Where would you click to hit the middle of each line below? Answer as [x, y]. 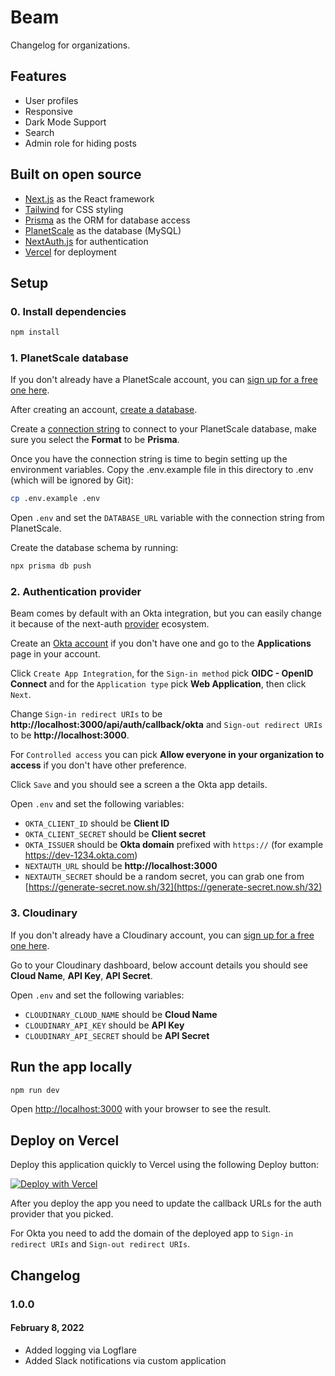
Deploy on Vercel [65, 1140]
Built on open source [76, 174]
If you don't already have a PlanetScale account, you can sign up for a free [164, 380]
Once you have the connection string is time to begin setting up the [149, 459]
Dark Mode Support [65, 122]
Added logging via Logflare [81, 1350]
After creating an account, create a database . [104, 410]
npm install [35, 332]
